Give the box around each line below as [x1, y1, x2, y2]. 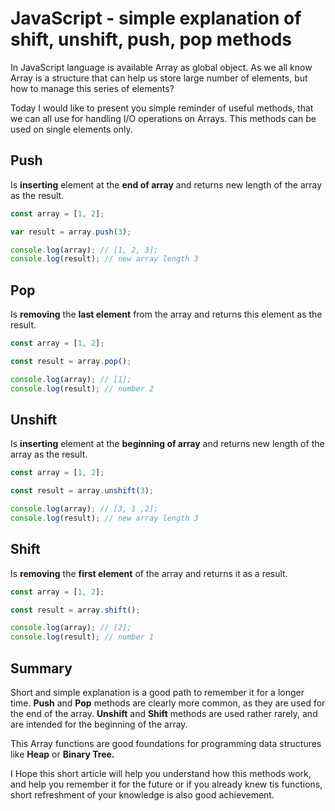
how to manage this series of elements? [10, 82, 175, 94]
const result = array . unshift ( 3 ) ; [10, 486, 155, 496]
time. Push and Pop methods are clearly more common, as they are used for [10, 697, 326, 709]
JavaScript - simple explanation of [10, 7, 302, 30]
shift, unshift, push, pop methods [10, 28, 292, 51]
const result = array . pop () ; [10, 356, 132, 366]
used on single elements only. [10, 123, 133, 135]
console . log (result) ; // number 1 [10, 632, 155, 642]
